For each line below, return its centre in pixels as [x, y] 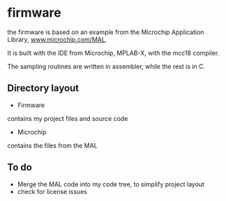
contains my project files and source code [68, 118]
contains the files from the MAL [52, 145]
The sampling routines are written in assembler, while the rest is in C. [106, 66]
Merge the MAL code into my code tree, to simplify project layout [111, 184]
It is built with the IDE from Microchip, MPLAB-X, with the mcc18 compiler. [113, 53]
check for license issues [52, 191]
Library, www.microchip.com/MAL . [57, 39]
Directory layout [43, 88]
